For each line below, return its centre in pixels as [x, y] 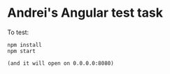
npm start [22, 51]
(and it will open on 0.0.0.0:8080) [61, 63]
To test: [18, 32]
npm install [24, 45]
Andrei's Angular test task [85, 13]
